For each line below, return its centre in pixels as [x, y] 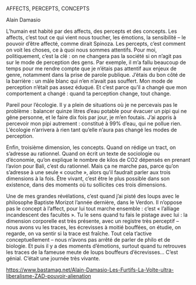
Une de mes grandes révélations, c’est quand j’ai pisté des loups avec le [93, 196]
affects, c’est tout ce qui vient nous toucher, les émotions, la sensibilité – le [96, 37]
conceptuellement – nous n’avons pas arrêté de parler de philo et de [88, 240]
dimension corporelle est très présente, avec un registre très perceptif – [93, 221]
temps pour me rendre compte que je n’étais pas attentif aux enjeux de [91, 69]
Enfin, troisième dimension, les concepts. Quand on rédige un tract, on [91, 147]
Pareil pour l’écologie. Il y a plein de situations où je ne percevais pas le [92, 105]
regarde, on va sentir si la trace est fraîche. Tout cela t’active [79, 233]
